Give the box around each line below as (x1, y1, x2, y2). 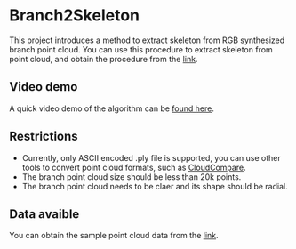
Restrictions (9, 129, 78, 144)
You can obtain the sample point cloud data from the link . (9, 230, 220, 241)
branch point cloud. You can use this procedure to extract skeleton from (9, 44, 273, 54)
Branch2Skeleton (9, 5, 140, 26)
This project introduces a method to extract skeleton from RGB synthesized (9, 35, 285, 45)
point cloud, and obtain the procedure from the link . (9, 53, 198, 64)
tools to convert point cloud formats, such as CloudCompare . (21, 162, 246, 173)
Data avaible (9, 206, 80, 221)
